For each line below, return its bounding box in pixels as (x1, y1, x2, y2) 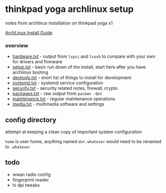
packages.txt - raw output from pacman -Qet (12, 91, 103, 97)
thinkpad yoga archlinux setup (5, 3, 134, 15)
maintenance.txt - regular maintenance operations (12, 96, 115, 102)
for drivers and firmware (12, 59, 63, 65)
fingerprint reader (12, 177, 49, 183)
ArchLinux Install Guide (5, 29, 53, 35)
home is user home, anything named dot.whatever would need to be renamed (5, 139, 162, 145)
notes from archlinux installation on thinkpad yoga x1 (5, 20, 113, 26)
